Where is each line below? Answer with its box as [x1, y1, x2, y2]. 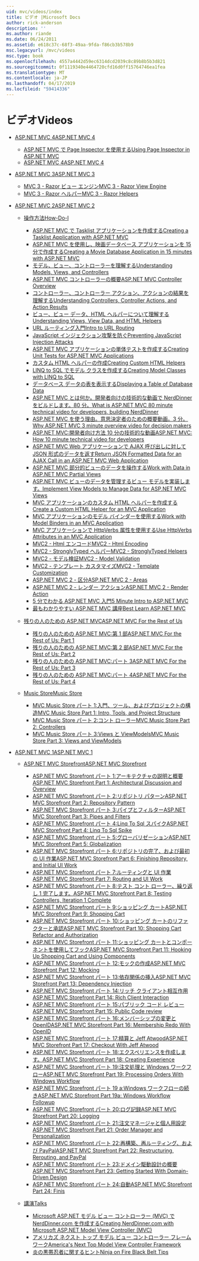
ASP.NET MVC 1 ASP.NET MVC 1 [14, 749, 93, 756]
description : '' [6, 25, 46, 32]
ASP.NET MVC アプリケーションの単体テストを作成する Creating [32, 345, 189, 353]
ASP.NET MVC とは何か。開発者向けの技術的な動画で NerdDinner [32, 394, 192, 401]
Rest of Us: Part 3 [32, 664, 76, 671]
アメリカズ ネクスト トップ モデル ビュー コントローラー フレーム [32, 1233, 191, 1240]
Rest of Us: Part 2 [32, 650, 76, 658]
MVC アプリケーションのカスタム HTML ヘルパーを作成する [32, 499, 178, 506]
